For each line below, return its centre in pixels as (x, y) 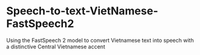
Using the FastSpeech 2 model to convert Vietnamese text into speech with (100, 40)
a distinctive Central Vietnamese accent (56, 47)
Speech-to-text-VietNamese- (82, 11)
